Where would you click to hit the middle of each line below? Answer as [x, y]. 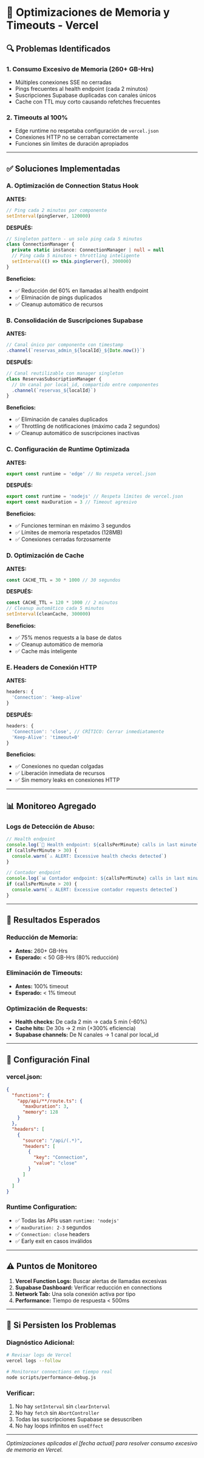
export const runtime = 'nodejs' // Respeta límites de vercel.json [95, 497]
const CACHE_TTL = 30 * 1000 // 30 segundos [63, 580]
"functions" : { [31, 1095]
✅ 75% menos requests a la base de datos [68, 637]
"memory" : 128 [40, 1112]
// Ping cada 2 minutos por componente [57, 210]
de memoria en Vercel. [35, 1450]
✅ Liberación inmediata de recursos [60, 773]
